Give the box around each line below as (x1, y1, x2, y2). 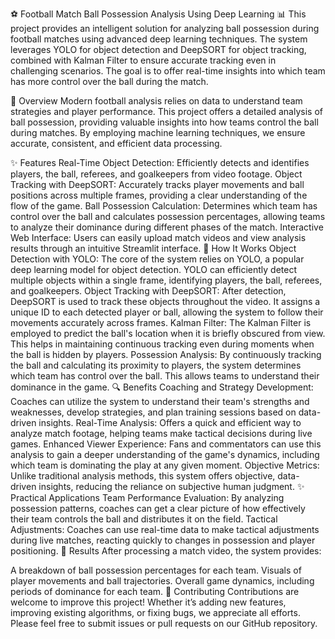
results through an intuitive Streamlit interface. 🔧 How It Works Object (10, 243, 297, 254)
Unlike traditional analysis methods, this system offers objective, (10, 470, 276, 482)
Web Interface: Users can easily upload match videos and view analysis (10, 232, 307, 243)
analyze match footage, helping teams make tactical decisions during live (10, 428, 313, 439)
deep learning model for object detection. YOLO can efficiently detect (10, 264, 298, 275)
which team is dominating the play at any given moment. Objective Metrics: (10, 459, 320, 471)
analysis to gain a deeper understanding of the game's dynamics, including (10, 449, 320, 460)
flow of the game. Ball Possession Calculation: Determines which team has (10, 200, 318, 212)
